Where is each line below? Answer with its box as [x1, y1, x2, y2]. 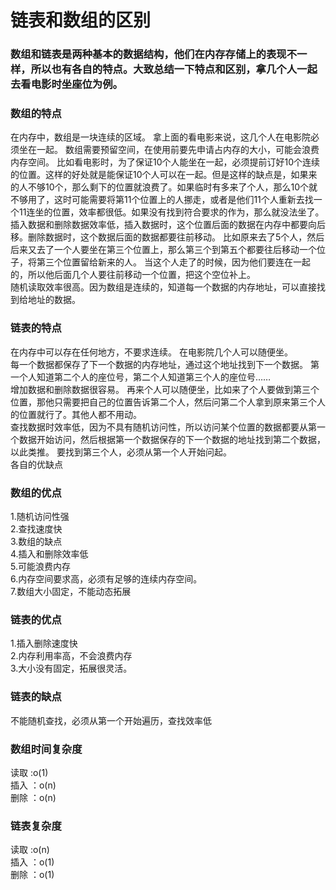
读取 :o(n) [10, 844, 50, 856]
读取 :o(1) [10, 766, 49, 778]
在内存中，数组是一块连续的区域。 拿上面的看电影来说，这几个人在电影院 [10, 131, 311, 143]
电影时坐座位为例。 [30, 77, 123, 91]
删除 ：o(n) [10, 791, 57, 803]
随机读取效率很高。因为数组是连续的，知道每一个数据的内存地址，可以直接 [10, 281, 317, 293]
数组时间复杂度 [10, 742, 83, 756]
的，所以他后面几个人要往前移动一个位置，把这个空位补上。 [10, 269, 256, 281]
